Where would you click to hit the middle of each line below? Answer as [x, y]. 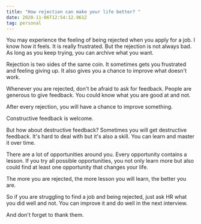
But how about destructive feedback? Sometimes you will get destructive [97, 130]
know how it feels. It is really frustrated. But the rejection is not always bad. [99, 46]
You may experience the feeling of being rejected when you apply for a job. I [101, 40]
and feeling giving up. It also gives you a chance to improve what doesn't [97, 71]
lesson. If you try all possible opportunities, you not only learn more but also [100, 161]
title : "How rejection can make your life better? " [73, 12]
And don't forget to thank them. [45, 215]
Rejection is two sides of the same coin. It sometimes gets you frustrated [96, 64]
